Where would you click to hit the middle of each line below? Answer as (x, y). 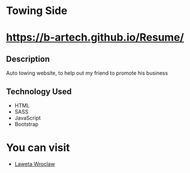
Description (28, 59)
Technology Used (39, 91)
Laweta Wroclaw (35, 164)
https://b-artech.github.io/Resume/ (95, 38)
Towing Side (37, 11)
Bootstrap (26, 124)
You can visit (38, 148)
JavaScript (28, 118)
